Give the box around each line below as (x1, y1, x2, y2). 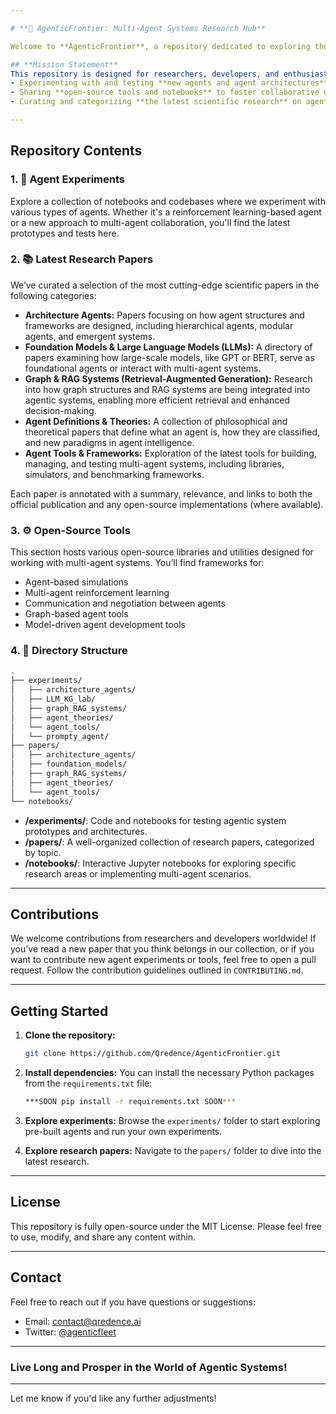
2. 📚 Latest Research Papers (10, 252, 154, 266)
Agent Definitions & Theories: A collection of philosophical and (24, 415, 288, 427)
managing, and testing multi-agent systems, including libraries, (24, 457, 285, 470)
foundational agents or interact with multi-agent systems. (24, 362, 262, 374)
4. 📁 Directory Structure (10, 644, 128, 658)
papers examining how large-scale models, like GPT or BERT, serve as (24, 351, 315, 363)
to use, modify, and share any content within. (10, 1231, 197, 1243)
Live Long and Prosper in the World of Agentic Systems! (10, 1360, 288, 1374)
